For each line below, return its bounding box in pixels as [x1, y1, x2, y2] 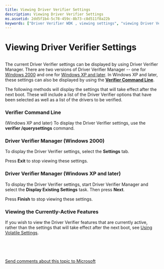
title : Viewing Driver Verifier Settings [5, 7, 91, 12]
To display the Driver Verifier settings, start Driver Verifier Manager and [5, 181, 148, 187]
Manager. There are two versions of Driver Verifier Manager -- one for [5, 67, 146, 72]
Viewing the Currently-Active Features [5, 208, 99, 215]
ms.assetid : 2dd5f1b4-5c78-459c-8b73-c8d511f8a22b [5, 16, 110, 21]
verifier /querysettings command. [5, 125, 75, 131]
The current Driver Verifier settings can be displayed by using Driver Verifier [5, 61, 159, 67]
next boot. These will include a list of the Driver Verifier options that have [5, 91, 152, 97]
